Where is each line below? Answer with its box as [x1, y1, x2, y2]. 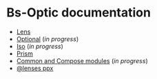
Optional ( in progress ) [16, 34, 79, 43]
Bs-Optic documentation [6, 5, 151, 21]
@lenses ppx [16, 64, 54, 72]
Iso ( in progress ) [16, 42, 63, 50]
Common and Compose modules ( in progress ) [16, 56, 149, 65]
